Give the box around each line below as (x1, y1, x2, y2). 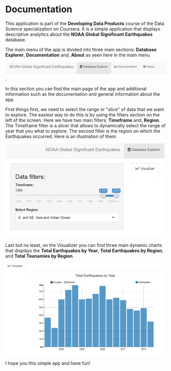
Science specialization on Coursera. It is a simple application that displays (5, 25, 160, 32)
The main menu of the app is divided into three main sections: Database (5, 46, 157, 52)
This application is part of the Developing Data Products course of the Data (5, 20, 164, 26)
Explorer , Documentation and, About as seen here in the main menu (5, 52, 150, 58)
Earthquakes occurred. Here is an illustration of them (5, 133, 116, 139)
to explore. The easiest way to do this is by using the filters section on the (5, 112, 160, 118)
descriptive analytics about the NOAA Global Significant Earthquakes (5, 31, 153, 37)
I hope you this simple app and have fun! (5, 360, 91, 366)
